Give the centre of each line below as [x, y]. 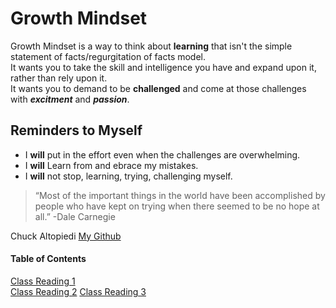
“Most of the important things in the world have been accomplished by [180, 195]
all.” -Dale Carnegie [75, 216]
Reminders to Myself [76, 130]
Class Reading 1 [43, 281]
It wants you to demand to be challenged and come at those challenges [158, 88]
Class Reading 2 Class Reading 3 [78, 291]
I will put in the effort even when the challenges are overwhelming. [162, 154]
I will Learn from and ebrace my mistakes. [111, 165]
